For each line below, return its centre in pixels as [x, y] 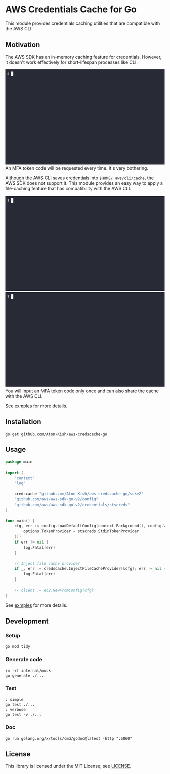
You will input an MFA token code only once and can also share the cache [82, 391]
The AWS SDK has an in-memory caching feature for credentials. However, [83, 57]
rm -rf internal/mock [28, 670]
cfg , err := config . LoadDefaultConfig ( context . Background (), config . [89, 526]
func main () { [20, 521]
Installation [23, 422]
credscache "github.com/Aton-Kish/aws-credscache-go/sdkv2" [79, 494]
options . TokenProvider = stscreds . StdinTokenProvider [81, 531]
